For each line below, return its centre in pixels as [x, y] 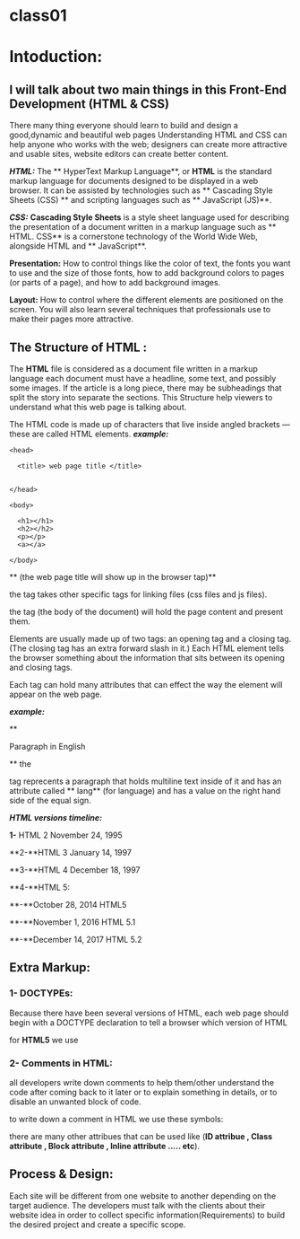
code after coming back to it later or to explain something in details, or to [143, 1092]
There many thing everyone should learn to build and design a [124, 126]
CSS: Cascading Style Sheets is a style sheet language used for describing [149, 217]
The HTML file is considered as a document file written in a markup [133, 369]
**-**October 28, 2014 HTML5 [68, 905]
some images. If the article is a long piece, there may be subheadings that [146, 388]
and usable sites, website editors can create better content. [119, 154]
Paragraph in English [47, 747]
